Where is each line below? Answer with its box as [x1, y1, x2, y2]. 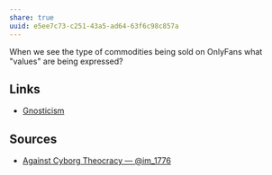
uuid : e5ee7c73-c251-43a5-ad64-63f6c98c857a [9, 22, 179, 31]
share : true [9, 13, 54, 22]
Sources [9, 131, 58, 146]
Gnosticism [22, 105, 65, 117]
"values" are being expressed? [9, 56, 123, 66]
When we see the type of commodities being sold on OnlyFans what [9, 46, 263, 57]
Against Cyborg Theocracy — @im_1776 [22, 155, 171, 166]
